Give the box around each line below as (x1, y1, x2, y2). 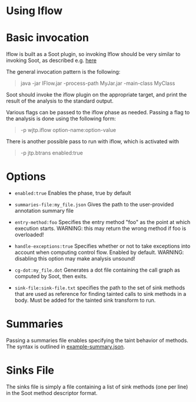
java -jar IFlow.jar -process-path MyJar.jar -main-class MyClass (20, 80, 175, 87)
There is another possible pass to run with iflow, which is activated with (6, 138, 180, 145)
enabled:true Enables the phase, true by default (14, 190, 131, 197)
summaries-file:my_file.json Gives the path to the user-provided (14, 201, 174, 208)
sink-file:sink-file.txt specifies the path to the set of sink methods (14, 284, 185, 291)
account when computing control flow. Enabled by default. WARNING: (14, 249, 184, 256)
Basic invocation (6, 31, 89, 45)
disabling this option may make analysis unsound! (14, 255, 135, 262)
